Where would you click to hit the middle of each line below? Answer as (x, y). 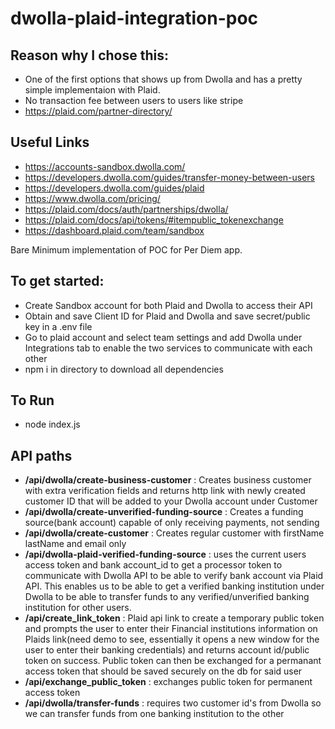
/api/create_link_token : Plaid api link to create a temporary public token (174, 618)
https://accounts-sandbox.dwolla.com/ (105, 166)
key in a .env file (58, 326)
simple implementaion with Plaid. (92, 90)
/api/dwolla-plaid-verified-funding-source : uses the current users (165, 554)
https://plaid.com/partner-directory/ (98, 111)
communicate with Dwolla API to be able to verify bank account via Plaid (174, 576)
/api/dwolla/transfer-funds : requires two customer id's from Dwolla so (173, 703)
